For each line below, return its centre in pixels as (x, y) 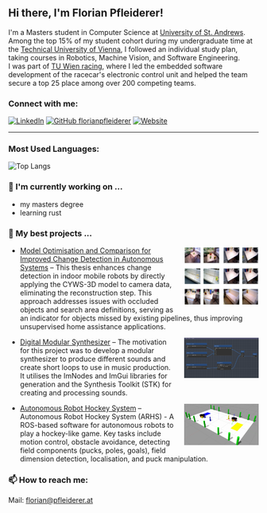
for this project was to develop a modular (87, 350)
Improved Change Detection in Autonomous (91, 259)
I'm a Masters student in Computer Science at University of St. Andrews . (127, 32)
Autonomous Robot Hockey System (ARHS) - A (97, 416)
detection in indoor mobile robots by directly (92, 276)
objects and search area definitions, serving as (96, 310)
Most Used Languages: (54, 149)
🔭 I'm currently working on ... (66, 187)
